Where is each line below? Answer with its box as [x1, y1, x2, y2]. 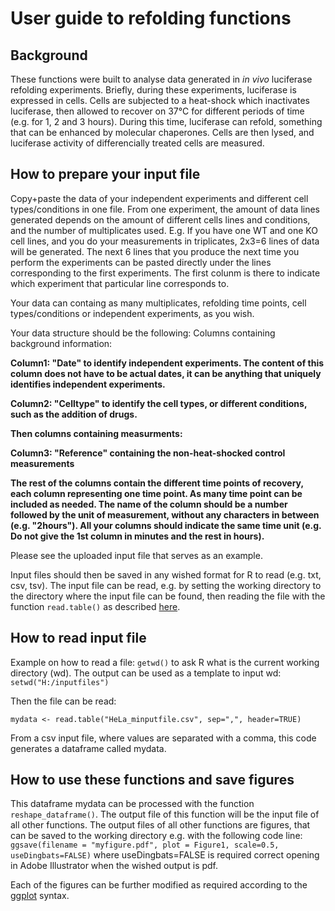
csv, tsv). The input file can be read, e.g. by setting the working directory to [10, 579, 322, 591]
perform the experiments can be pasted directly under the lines [10, 256, 272, 268]
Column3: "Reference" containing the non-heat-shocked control [10, 447, 286, 459]
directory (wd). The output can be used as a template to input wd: [10, 667, 282, 679]
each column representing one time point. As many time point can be [10, 487, 303, 499]
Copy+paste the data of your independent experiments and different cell [10, 192, 309, 204]
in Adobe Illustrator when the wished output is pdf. [10, 860, 219, 872]
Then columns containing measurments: [10, 427, 183, 439]
